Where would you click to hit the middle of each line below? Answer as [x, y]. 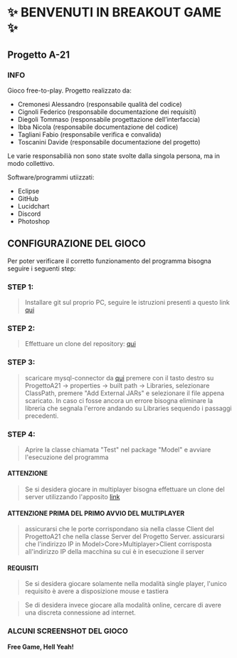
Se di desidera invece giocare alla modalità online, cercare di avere [123, 605]
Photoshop [33, 221]
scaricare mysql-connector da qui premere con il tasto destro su [119, 377]
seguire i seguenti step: [42, 268]
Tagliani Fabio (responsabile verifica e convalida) [89, 134]
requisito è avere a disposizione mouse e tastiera [96, 591]
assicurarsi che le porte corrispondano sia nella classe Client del [120, 529]
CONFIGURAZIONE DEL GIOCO [77, 244]
